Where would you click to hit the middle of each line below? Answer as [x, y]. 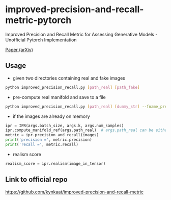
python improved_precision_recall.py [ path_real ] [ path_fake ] [73, 87]
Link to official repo [36, 180]
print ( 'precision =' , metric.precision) [49, 140]
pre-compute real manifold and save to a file [59, 97]
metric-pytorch [38, 20]
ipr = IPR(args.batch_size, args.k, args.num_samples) [65, 126]
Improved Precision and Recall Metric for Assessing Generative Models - [81, 34]
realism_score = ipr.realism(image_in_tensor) [55, 164]
